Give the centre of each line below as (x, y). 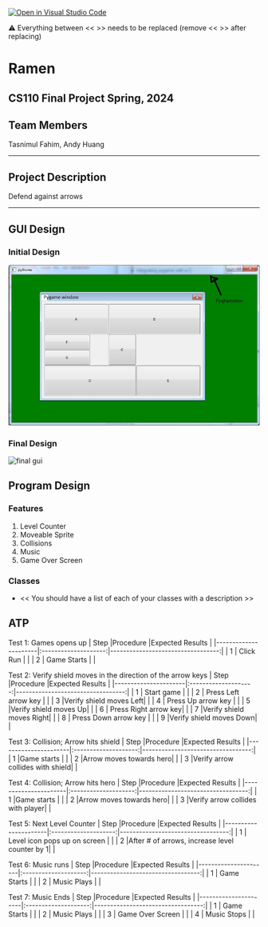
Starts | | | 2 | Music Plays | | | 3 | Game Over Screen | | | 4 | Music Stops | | (132, 914)
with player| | (30, 808)
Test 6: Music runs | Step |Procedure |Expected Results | (101, 865)
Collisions (36, 543)
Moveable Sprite (47, 534)
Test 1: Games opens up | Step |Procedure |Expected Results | (110, 642)
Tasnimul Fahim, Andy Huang (57, 145)
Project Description (57, 177)
